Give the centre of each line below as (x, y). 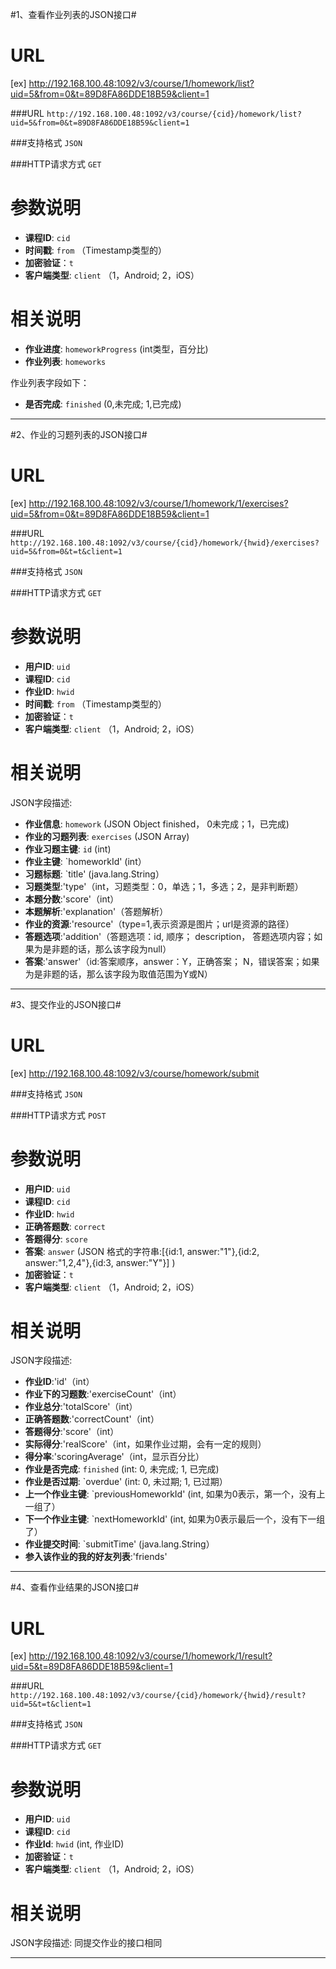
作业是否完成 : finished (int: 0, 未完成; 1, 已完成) (122, 1469)
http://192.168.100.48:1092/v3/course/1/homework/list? (141, 83)
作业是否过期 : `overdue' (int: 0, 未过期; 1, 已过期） (126, 1482)
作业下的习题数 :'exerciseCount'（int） (103, 1394)
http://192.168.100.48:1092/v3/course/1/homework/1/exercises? (158, 503)
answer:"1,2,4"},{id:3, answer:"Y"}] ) (100, 1262)
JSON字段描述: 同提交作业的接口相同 (86, 1943)
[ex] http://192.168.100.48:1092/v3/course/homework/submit (135, 1073)
